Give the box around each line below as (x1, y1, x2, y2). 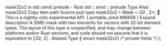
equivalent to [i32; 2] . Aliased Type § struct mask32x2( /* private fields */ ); (5, 35, 162, 41)
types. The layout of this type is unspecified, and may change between (5, 25, 151, 31)
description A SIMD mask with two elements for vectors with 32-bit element (5, 20, 161, 25)
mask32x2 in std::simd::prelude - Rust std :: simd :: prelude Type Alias (5, 4, 149, 10)
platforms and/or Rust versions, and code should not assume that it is (5, 30, 148, 36)
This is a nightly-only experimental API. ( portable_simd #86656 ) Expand (5, 15, 156, 20)
